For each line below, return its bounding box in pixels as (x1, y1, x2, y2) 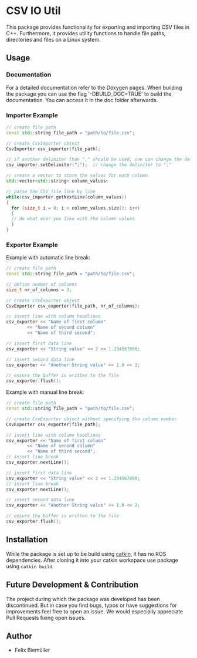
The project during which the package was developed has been (6, 595, 160, 602)
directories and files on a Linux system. (6, 36, 101, 43)
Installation (6, 535, 48, 545)
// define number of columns (6, 281, 77, 287)
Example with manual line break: (6, 389, 84, 396)
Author (6, 631, 32, 641)
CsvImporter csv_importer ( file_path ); (6, 146, 101, 152)
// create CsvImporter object (6, 140, 80, 146)
